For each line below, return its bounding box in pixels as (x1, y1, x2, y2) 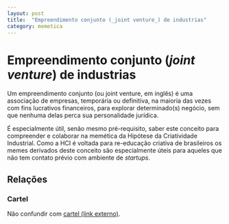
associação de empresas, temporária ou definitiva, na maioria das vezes (7, 97, 211, 105)
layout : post (7, 10, 45, 17)
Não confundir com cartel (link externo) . (7, 210, 121, 218)
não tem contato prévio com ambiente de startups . (7, 153, 151, 162)
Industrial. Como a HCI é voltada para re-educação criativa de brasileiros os (7, 139, 222, 147)
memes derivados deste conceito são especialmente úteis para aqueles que (7, 147, 223, 155)
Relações (7, 173, 48, 185)
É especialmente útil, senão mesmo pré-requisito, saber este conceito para (7, 125, 219, 133)
